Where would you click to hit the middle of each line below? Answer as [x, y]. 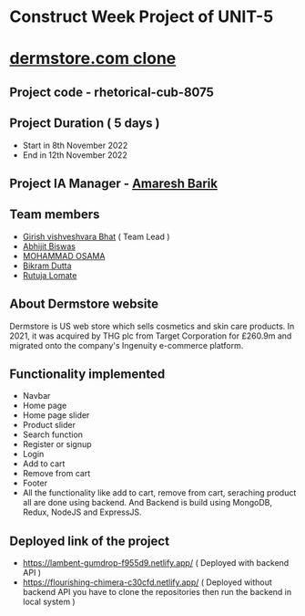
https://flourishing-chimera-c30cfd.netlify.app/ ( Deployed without [147, 582]
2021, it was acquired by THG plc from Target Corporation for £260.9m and [151, 336]
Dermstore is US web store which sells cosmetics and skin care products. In [152, 326]
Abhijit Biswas [49, 246]
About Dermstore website [84, 304]
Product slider [49, 425]
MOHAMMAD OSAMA [64, 256]
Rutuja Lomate [50, 275]
